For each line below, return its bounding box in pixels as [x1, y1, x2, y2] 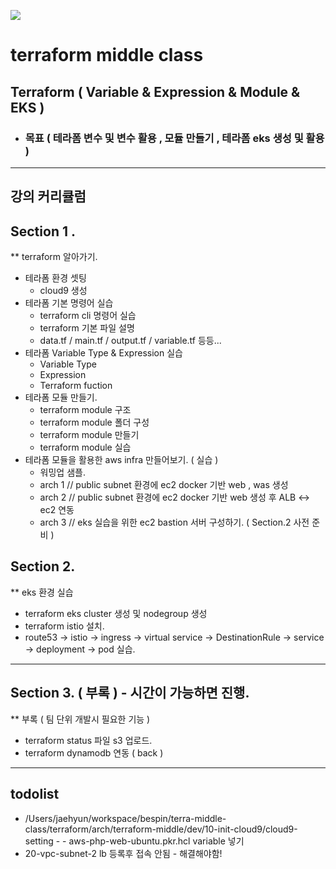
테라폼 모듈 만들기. [24, 391, 98, 404]
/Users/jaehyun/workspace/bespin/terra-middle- [24, 812, 227, 824]
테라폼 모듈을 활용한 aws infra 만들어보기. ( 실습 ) [24, 454, 219, 466]
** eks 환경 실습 [10, 586, 74, 598]
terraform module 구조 [39, 404, 132, 416]
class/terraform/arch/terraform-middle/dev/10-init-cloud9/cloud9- [24, 823, 298, 835]
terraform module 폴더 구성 [39, 416, 150, 429]
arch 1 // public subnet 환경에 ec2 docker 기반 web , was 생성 [39, 479, 289, 491]
